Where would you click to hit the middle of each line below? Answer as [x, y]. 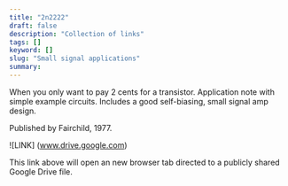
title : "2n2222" [39, 17]
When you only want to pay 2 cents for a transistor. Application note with [142, 92]
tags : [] [25, 42]
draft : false [33, 26]
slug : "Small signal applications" [75, 58]
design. [23, 111]
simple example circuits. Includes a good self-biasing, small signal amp [139, 101]
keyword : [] [31, 50]
